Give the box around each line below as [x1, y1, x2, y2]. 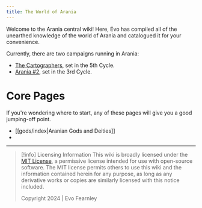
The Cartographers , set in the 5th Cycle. [14, 61, 115, 69]
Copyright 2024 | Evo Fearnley [20, 194, 97, 202]
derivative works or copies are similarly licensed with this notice [20, 176, 180, 184]
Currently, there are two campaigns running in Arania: [6, 49, 139, 57]
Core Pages [6, 89, 66, 102]
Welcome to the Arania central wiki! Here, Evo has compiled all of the [6, 25, 177, 33]
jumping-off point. [6, 115, 51, 122]
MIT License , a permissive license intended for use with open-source [20, 157, 193, 165]
